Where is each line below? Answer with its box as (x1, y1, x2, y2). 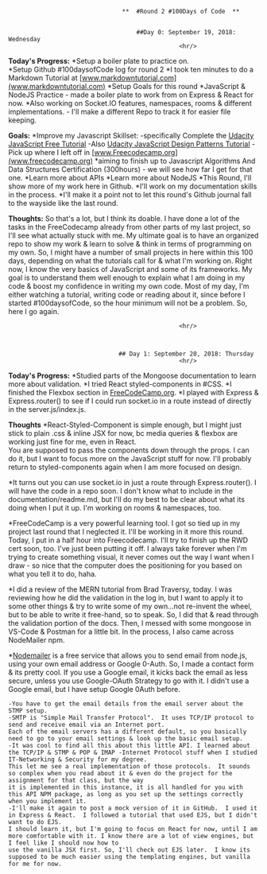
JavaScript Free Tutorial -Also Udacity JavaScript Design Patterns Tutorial (8, 139, 250, 149)
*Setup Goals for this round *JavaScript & (106, 82, 246, 91)
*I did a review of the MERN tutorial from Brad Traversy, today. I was (8, 585, 233, 594)
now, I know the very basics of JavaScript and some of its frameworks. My (8, 265, 253, 274)
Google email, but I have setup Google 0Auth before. (8, 685, 180, 693)
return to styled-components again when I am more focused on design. (8, 462, 242, 472)
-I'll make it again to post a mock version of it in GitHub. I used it (8, 804, 258, 812)
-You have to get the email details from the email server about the (8, 700, 244, 708)
